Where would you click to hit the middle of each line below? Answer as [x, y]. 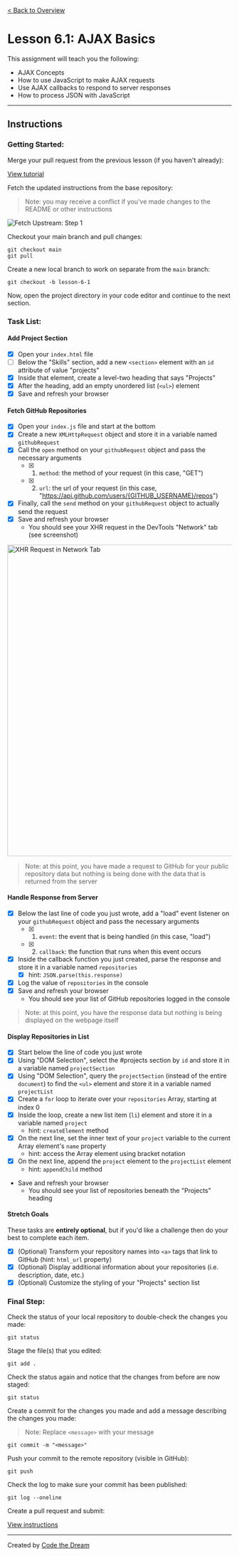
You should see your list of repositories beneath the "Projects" [119, 1190]
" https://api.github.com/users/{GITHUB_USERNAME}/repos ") [128, 496]
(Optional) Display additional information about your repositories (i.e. [118, 1267]
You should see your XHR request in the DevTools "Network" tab [123, 527]
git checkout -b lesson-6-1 [49, 282]
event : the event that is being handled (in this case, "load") [125, 936]
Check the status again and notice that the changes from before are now [114, 1377]
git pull [20, 256]
